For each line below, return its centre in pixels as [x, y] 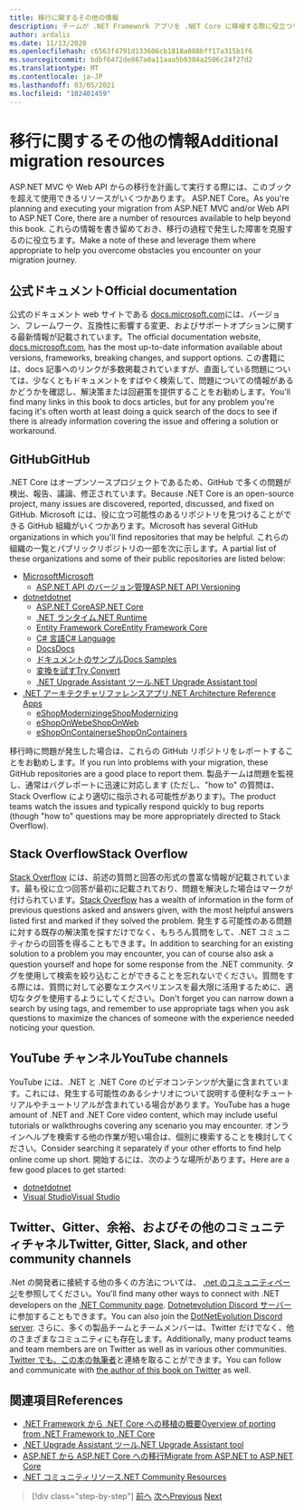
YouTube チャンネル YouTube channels [119, 1059]
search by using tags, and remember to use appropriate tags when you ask [149, 1008]
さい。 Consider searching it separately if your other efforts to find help [149, 1148]
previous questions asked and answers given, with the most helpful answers [152, 910]
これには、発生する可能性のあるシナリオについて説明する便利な [143, 1093]
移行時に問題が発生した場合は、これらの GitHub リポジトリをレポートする [147, 751]
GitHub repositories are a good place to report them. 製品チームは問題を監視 [152, 774]
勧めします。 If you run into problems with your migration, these [151, 762]
